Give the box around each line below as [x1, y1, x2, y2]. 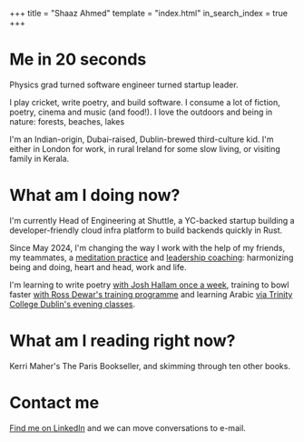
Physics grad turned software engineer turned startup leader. [9, 79, 239, 90]
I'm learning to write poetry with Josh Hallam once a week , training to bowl [9, 279, 289, 290]
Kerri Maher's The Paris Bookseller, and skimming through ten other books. [9, 360, 290, 371]
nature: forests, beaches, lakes [9, 116, 125, 126]
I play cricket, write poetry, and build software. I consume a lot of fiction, [9, 96, 281, 107]
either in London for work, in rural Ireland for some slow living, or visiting [9, 143, 281, 154]
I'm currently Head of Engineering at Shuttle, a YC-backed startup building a [9, 215, 295, 226]
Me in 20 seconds [9, 49, 147, 70]
